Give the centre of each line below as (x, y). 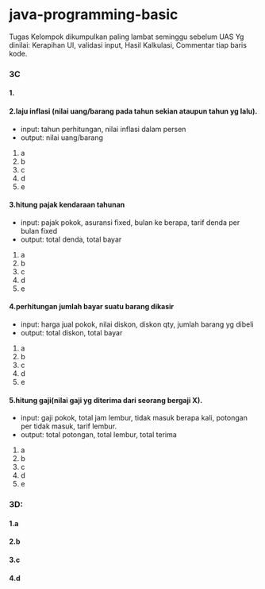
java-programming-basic (94, 15)
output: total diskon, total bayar (71, 333)
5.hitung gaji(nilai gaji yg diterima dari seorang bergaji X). (106, 400)
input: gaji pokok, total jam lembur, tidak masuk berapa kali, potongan (134, 418)
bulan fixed (39, 231)
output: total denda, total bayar (71, 239)
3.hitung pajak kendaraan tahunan (67, 205)
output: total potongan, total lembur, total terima (98, 435)
